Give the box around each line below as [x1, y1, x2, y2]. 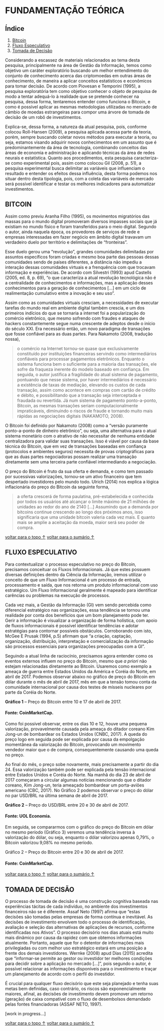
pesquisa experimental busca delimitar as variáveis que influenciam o [5, 165, 145, 171]
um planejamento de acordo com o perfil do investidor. [5, 971, 116, 977]
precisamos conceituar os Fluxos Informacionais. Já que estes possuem [5, 566, 150, 572]
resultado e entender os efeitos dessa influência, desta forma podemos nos [5, 171, 158, 176]
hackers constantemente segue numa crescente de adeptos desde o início [5, 320, 155, 326]
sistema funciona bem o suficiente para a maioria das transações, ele [17, 361, 157, 367]
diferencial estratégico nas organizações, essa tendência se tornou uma [5, 607, 150, 613]
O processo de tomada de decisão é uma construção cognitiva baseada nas [5, 899, 159, 904]
